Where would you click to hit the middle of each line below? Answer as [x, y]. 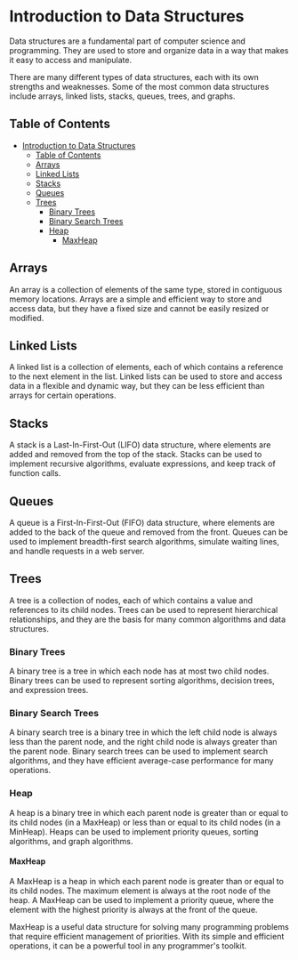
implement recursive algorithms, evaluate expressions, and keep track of [142, 464]
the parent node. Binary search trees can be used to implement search [139, 751]
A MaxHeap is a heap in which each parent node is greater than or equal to [147, 881]
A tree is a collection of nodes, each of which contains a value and [131, 600]
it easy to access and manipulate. [70, 60]
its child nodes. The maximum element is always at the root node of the [140, 891]
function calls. [35, 473]
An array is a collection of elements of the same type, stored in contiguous [146, 289]
